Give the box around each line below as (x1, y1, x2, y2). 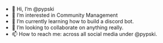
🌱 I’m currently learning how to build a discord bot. (11, 18, 134, 24)
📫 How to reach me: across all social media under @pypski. (11, 31, 157, 37)
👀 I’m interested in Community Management (11, 12, 118, 19)
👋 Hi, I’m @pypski (11, 6, 55, 12)
